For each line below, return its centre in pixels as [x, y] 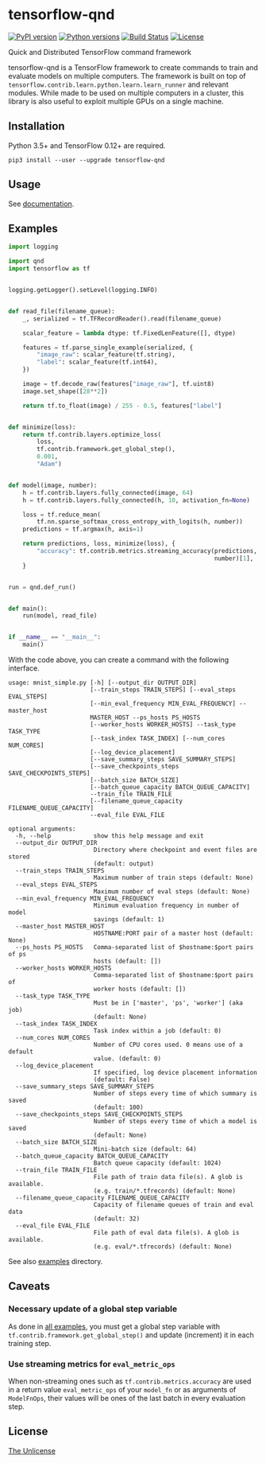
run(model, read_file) [60, 616]
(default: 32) [117, 1219]
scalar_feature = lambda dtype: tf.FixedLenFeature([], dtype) [129, 333]
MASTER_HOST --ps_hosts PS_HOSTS [145, 718]
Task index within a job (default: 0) [158, 1031]
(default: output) [124, 864]
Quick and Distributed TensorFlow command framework [100, 52]
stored [19, 857]
